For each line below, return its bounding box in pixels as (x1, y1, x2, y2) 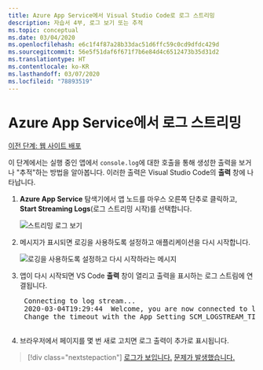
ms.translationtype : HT (8, 56, 86, 64)
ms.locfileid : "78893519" (8, 77, 93, 85)
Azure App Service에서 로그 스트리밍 (8, 113, 242, 131)
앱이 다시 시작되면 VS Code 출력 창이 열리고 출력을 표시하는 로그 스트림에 (19, 271, 245, 280)
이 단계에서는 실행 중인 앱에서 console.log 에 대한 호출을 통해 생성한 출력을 (8, 158, 237, 168)
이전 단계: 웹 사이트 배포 (8, 141, 82, 150)
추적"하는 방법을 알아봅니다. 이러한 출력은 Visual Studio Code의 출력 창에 (19, 168, 246, 177)
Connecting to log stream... (24, 297, 136, 305)
